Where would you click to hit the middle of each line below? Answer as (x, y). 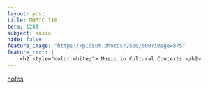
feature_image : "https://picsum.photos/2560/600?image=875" (97, 46)
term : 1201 (23, 26)
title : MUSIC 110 (32, 20)
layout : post (26, 14)
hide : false (24, 40)
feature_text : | (31, 53)
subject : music (29, 33)
